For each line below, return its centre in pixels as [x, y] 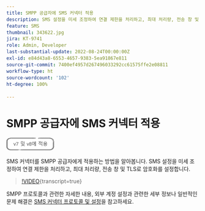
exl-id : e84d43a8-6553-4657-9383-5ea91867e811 [67, 58]
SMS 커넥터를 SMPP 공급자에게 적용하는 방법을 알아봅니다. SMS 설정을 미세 [97, 161]
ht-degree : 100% [27, 84]
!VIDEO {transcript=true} [52, 182]
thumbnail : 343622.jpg [35, 33]
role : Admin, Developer [37, 45]
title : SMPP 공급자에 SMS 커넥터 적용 [50, 13]
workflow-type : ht [30, 71]
